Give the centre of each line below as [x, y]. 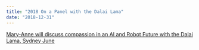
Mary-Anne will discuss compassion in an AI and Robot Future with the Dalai [100, 34]
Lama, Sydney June [30, 40]
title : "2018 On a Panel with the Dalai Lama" [65, 12]
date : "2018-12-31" [30, 17]
